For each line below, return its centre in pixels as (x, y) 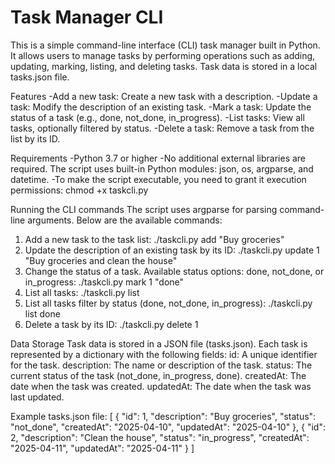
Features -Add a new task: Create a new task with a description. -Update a (164, 96)
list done (42, 313)
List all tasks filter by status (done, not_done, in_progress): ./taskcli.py (168, 303)
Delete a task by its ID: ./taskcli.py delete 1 (111, 324)
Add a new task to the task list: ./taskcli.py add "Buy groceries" (154, 239)
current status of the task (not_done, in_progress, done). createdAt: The (158, 375)
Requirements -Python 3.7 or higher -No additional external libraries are (158, 158)
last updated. (37, 397)
